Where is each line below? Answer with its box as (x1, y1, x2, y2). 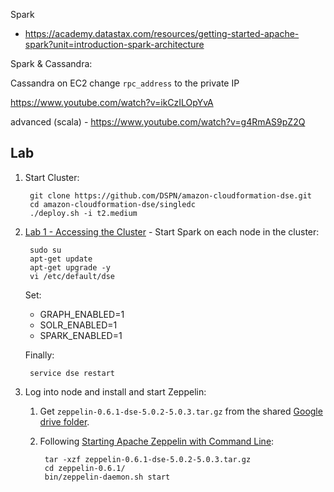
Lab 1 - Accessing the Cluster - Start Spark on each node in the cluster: (24, 225, 320, 238)
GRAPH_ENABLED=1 (39, 308, 125, 320)
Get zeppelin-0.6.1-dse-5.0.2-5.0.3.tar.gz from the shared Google (39, 405, 323, 417)
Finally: (24, 349, 55, 361)
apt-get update (29, 254, 93, 264)
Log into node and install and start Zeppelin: (24, 385, 207, 398)
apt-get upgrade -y (29, 262, 111, 273)
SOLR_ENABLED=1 (39, 319, 118, 331)
